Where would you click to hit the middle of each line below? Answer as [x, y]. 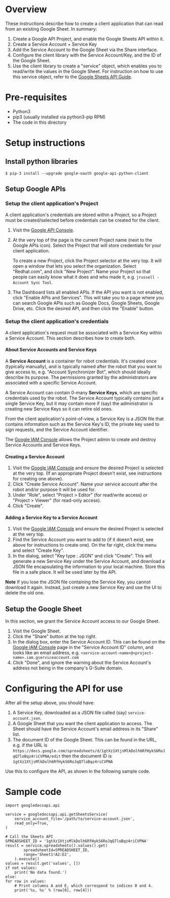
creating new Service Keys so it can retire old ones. [59, 409]
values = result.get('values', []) [43, 864]
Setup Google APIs [36, 189]
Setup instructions [45, 143]
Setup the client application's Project [52, 203]
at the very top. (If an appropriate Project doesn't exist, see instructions [87, 473]
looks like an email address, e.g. [46, 653]
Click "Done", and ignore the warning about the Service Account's [82, 663]
